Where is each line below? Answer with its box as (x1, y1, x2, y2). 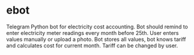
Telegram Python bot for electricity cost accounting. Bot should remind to (6, 23, 188, 30)
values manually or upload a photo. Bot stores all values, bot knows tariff (6, 35, 186, 43)
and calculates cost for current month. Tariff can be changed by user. (6, 42, 178, 49)
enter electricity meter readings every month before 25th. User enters (6, 29, 179, 36)
